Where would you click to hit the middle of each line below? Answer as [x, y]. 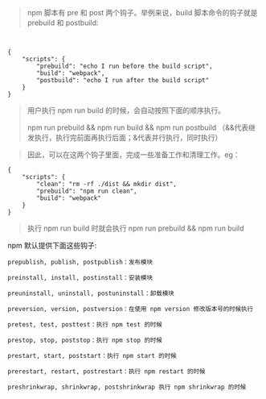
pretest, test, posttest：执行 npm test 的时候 [85, 325]
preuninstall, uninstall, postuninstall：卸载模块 [91, 293]
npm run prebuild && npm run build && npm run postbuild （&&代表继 [141, 127]
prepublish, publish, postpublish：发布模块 [80, 262]
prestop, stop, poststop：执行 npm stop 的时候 [85, 340]
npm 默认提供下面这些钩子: [52, 245]
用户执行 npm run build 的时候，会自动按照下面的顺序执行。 [126, 110]
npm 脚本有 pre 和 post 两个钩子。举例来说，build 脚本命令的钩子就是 [142, 12]
